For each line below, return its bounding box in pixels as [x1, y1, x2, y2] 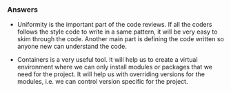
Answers [7, 5, 38, 14]
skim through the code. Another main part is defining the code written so [17, 35, 224, 43]
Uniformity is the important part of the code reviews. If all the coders [17, 21, 212, 29]
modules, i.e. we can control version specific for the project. [17, 78, 188, 86]
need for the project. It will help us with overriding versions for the [17, 70, 205, 78]
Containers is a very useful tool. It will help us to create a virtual [17, 56, 198, 64]
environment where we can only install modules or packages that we [17, 63, 212, 71]
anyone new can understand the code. [17, 43, 128, 51]
